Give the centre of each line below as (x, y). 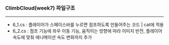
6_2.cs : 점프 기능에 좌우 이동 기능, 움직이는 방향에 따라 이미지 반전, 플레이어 (87, 31)
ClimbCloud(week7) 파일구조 (40, 8)
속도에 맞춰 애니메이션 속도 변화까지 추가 (52, 37)
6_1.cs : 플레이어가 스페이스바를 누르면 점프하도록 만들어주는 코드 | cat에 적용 (88, 25)
